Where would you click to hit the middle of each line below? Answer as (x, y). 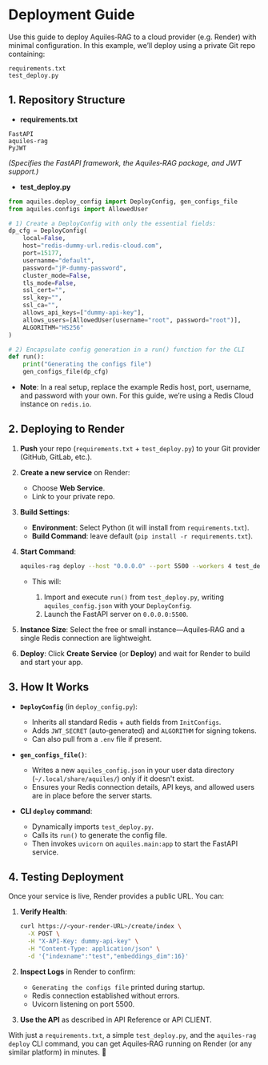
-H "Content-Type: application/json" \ (94, 949)
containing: (27, 54)
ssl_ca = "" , (41, 306)
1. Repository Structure (67, 100)
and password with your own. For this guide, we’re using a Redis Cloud (137, 395)
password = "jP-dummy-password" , (75, 268)
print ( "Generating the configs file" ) (87, 364)
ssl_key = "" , (42, 298)
